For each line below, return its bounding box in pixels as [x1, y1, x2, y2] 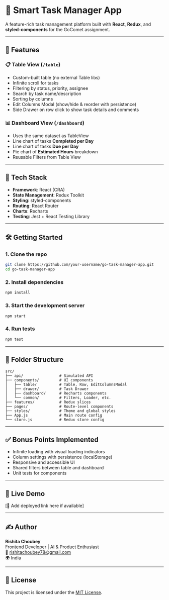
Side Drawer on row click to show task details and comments [12, 107, 139, 113]
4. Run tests [5, 325, 35, 332]
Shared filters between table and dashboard [12, 465, 104, 471]
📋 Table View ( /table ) [5, 61, 61, 68]
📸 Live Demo [5, 489, 45, 498]
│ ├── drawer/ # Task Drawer [5, 386, 89, 391]
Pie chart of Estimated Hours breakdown [12, 148, 98, 155]
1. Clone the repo [5, 251, 47, 258]
